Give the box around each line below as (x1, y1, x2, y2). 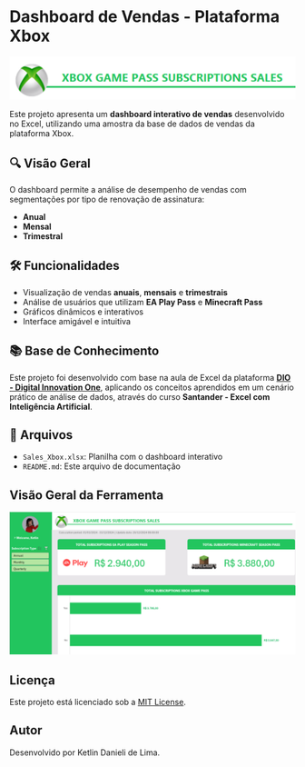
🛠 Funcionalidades (9, 258, 120, 274)
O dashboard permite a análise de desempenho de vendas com (9, 184, 247, 194)
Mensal (22, 221, 52, 232)
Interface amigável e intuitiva (22, 315, 132, 326)
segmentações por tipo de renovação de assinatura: (9, 194, 205, 204)
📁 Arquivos (9, 427, 74, 443)
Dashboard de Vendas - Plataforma (9, 6, 280, 27)
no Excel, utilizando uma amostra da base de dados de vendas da (9, 118, 256, 129)
